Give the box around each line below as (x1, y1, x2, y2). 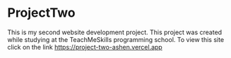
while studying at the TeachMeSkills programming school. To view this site (7, 35, 225, 43)
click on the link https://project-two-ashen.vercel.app (7, 43, 162, 51)
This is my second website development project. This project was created (7, 28, 223, 36)
